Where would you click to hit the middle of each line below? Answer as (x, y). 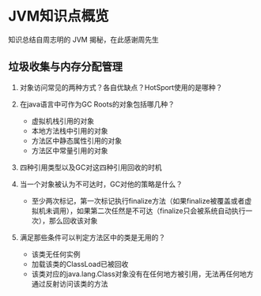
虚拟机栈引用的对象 (63, 121)
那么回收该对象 (73, 220)
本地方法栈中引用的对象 (70, 130)
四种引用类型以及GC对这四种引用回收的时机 (91, 167)
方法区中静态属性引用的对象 (77, 141)
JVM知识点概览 (59, 16)
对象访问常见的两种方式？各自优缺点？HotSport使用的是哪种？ (121, 87)
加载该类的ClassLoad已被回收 (80, 264)
